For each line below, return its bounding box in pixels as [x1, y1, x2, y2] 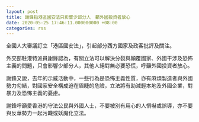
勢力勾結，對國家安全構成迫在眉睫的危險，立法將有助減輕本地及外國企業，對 [6, 82, 193, 89]
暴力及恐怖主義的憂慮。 [6, 89, 63, 97]
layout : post [6, 8, 38, 15]
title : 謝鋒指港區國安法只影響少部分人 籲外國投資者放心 [6, 14, 131, 20]
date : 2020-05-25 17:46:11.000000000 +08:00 [6, 20, 118, 25]
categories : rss [6, 25, 46, 31]
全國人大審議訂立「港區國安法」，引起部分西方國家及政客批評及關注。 [6, 42, 175, 49]
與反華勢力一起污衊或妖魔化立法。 [6, 110, 89, 117]
